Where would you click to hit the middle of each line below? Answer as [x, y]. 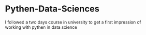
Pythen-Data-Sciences [52, 9]
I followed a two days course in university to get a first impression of [73, 22]
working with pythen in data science [41, 27]
